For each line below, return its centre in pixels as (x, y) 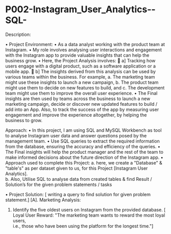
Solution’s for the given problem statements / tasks (59, 184)
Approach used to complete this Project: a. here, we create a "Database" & (84, 162)
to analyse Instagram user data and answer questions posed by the (76, 135)
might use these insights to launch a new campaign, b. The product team (82, 82)
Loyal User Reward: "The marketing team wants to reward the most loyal (89, 215)
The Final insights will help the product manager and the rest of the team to (84, 152)
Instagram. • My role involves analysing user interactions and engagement (83, 50)
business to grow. (24, 120)
